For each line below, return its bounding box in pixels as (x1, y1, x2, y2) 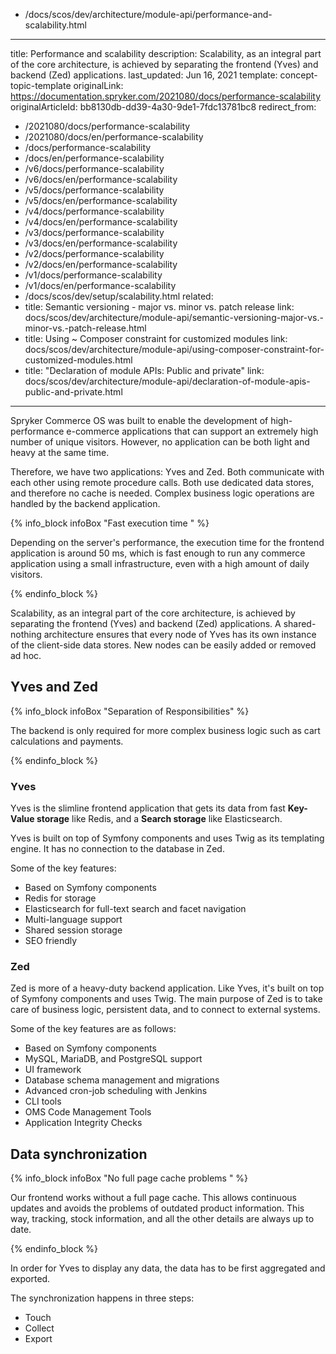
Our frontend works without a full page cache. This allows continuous (10, 1192, 297, 1204)
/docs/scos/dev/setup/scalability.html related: (24, 290, 214, 302)
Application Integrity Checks (24, 1117, 143, 1129)
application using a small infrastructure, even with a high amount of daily (10, 558, 310, 569)
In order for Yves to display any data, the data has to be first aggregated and (10, 1262, 326, 1274)
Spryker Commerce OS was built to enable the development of (10, 415, 269, 426)
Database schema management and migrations (24, 1074, 220, 1086)
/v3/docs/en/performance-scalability (24, 237, 178, 249)
